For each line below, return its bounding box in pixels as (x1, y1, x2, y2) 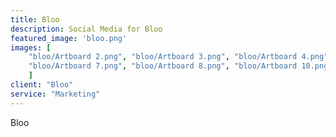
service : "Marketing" (10, 89, 101, 99)
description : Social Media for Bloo (10, 24, 163, 34)
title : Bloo (10, 14, 60, 25)
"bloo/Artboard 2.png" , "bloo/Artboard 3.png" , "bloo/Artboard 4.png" (28, 52, 329, 62)
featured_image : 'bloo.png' (10, 33, 128, 43)
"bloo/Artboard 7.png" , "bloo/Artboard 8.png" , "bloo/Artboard (28, 61, 298, 71)
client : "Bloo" (10, 80, 74, 90)
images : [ (10, 42, 52, 53)
